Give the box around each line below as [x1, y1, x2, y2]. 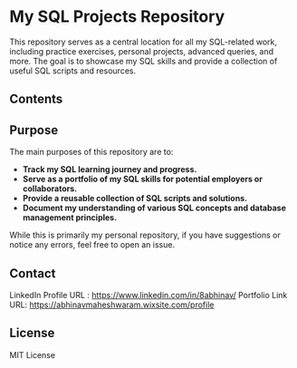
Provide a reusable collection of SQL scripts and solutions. [22, 193, 247, 204]
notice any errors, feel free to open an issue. [9, 239, 175, 250]
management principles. [22, 212, 118, 223]
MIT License [9, 349, 56, 360]
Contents [9, 92, 63, 107]
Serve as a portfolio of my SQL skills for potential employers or [22, 174, 263, 185]
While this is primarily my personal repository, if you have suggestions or [9, 229, 281, 241]
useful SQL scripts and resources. [9, 65, 137, 76]
